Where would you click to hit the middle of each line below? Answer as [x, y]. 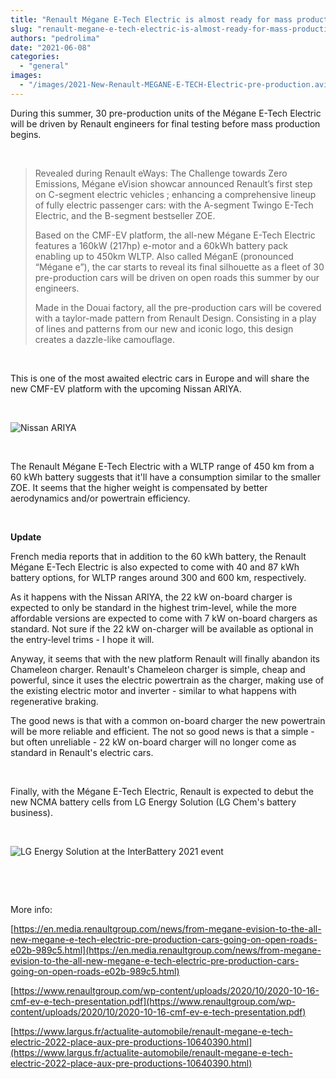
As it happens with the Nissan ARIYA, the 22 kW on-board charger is [151, 597]
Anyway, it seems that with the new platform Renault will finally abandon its [165, 658]
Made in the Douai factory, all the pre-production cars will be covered [178, 307]
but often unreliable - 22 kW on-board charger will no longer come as [153, 742]
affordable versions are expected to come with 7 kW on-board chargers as [164, 618]
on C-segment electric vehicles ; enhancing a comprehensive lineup [175, 194]
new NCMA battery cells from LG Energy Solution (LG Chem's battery [153, 802]
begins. [26, 134]
